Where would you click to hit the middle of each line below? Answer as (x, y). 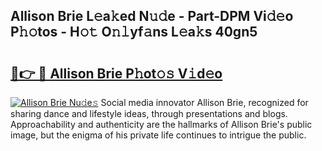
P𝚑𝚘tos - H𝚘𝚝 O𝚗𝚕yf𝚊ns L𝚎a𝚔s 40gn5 (134, 32)
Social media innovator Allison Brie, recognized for (204, 102)
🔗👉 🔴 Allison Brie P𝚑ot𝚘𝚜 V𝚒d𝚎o (116, 73)
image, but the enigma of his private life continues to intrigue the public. (158, 135)
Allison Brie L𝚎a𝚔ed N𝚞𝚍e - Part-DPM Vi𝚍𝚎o (152, 16)
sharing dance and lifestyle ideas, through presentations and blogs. (149, 113)
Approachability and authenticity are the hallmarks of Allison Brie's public (161, 124)
